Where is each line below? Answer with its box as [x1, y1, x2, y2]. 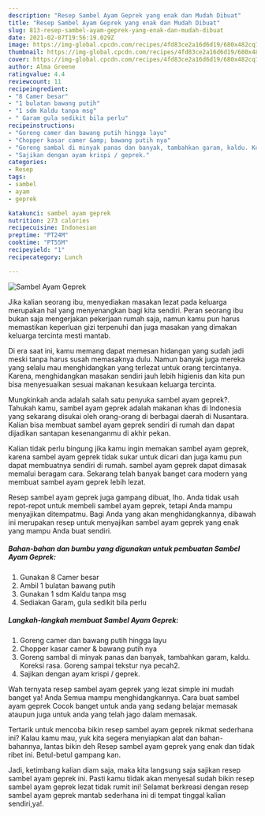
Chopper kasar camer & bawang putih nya [19, 644, 158, 653]
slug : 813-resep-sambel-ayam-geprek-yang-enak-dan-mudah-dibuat [8, 26, 224, 34]
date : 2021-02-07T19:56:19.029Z [8, 33, 114, 42]
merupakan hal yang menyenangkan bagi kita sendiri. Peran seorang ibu [8, 305, 244, 315]
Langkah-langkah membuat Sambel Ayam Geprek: [8, 616, 179, 625]
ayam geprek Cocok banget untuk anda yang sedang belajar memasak [8, 701, 238, 710]
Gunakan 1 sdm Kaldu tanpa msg [19, 589, 127, 598]
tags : [8, 173, 26, 182]
